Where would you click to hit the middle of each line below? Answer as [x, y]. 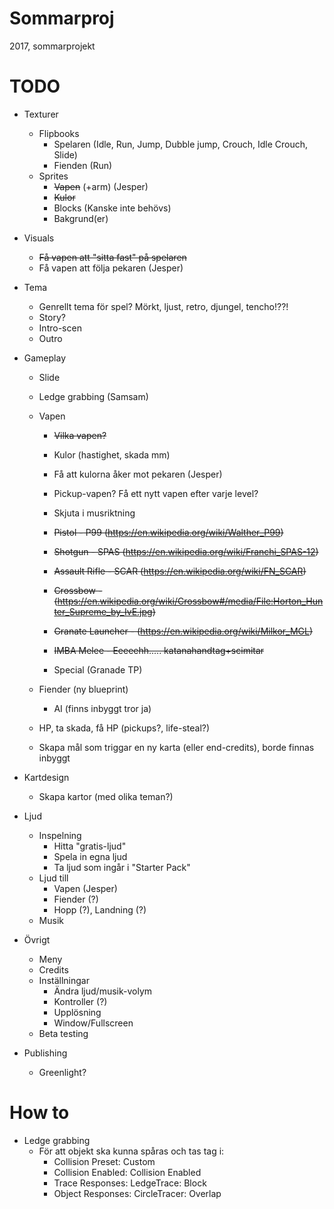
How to [39, 1113]
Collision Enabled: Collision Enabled [127, 1172]
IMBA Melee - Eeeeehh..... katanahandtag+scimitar [159, 650]
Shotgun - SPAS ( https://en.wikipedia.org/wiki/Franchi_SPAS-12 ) [186, 551]
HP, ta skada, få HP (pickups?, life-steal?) [124, 728]
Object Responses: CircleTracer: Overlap [137, 1193]
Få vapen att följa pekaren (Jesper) [111, 268]
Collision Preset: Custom [104, 1161]
